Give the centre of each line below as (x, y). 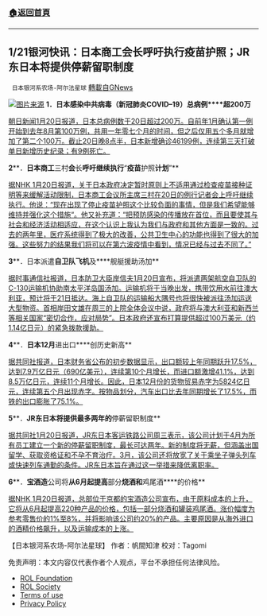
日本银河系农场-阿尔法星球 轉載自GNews (72, 87)
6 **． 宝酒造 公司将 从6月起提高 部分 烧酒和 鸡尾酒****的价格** (107, 482)
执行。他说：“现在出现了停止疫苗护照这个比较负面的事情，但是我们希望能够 (132, 205)
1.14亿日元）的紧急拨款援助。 (56, 328)
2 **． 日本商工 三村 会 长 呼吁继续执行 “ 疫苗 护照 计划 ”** (94, 168)
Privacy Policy (43, 604)
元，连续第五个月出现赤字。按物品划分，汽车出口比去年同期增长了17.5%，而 (132, 392)
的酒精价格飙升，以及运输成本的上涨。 (71, 529)
